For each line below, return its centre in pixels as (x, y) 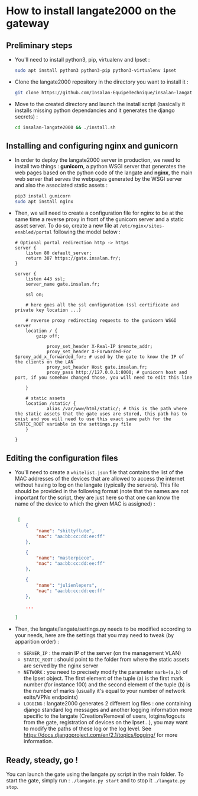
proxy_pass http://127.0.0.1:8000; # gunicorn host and (117, 373)
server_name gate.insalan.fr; (63, 284)
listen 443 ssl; (46, 279)
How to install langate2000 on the (91, 11)
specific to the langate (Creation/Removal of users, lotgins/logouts (104, 716)
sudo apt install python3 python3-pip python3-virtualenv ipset (95, 71)
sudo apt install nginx (44, 202)
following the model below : (87, 232)
